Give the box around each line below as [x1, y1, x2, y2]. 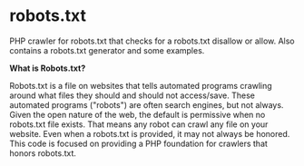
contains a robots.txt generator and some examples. [9, 44, 205, 55]
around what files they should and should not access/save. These [9, 90, 256, 101]
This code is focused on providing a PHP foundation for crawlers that [9, 138, 268, 149]
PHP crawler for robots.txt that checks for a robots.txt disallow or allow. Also [9, 35, 295, 46]
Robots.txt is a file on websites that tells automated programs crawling [9, 80, 272, 91]
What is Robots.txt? [9, 63, 86, 73]
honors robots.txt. [9, 147, 77, 159]
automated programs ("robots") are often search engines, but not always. [9, 99, 284, 110]
